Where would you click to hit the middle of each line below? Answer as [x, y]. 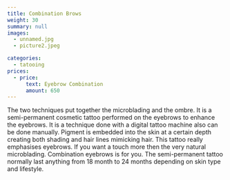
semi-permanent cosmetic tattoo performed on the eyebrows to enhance [111, 118]
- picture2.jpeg [37, 46]
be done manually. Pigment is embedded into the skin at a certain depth [109, 132]
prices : [18, 71]
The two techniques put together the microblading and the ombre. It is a [109, 110]
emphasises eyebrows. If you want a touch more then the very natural [106, 147]
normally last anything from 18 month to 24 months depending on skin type [114, 162]
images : [18, 33]
